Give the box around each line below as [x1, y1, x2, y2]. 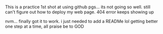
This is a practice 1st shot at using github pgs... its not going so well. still [5, 4, 151, 10]
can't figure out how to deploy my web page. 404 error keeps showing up [5, 9, 154, 15]
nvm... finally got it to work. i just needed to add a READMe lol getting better [5, 19, 158, 24]
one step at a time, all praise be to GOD [5, 23, 84, 29]
